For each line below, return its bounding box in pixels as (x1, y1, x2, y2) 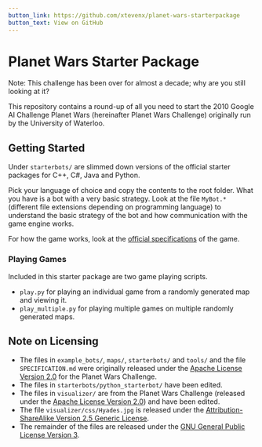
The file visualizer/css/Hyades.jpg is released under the (19, 405, 205, 415)
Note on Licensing (8, 334, 100, 347)
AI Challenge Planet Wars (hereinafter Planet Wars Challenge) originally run (8, 111, 251, 120)
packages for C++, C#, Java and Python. (8, 170, 140, 180)
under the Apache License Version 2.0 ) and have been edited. (19, 397, 220, 406)
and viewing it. (19, 295, 67, 304)
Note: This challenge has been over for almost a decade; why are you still (8, 78, 246, 88)
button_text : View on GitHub (8, 19, 104, 27)
